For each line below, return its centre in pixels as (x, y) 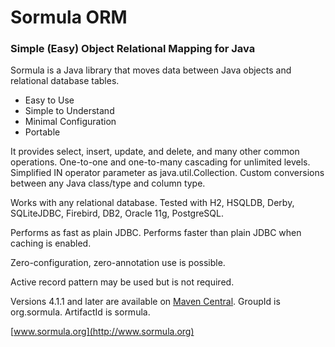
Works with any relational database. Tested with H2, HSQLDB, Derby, (152, 203)
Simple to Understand (69, 111)
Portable (42, 132)
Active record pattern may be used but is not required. (122, 282)
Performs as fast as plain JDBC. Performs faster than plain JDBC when (156, 233)
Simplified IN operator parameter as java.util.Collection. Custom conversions (167, 173)
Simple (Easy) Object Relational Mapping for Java (133, 49)
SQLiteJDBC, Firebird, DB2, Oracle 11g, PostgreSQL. (117, 213)
